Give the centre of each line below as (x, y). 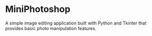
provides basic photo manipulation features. (51, 28)
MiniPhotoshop (38, 9)
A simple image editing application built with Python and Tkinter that (76, 23)
